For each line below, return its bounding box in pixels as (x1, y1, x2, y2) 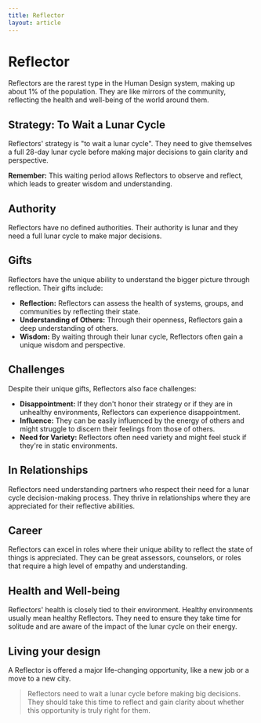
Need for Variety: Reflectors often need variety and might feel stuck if (19, 432, 247, 442)
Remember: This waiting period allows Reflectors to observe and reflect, (8, 171, 244, 181)
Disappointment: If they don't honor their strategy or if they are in (19, 398, 234, 409)
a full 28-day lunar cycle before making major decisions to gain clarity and (8, 147, 248, 157)
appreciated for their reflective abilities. (8, 501, 136, 511)
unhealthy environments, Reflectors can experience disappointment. (19, 407, 241, 417)
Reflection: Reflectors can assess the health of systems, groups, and (19, 298, 244, 307)
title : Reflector (8, 11, 65, 20)
